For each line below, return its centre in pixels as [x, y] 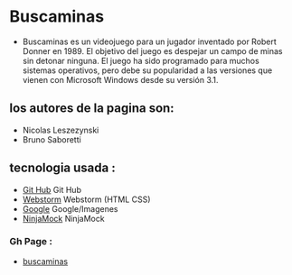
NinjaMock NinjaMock [64, 218]
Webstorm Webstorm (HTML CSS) [86, 199]
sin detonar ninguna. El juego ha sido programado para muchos [141, 60]
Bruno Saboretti [52, 139]
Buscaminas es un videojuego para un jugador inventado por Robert [150, 41]
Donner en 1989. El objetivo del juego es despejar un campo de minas [152, 50]
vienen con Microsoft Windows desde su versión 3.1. [120, 79]
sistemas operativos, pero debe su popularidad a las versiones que [147, 70]
